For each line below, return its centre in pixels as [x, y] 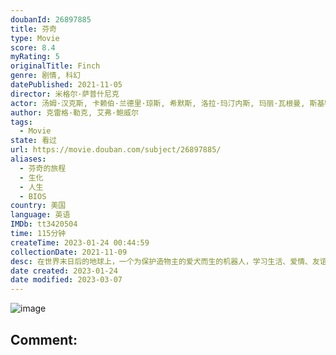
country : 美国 [38, 206]
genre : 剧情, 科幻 [46, 76]
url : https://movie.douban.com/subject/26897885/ [116, 150]
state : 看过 [33, 141]
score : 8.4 [33, 47]
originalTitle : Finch [55, 66]
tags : [21, 122]
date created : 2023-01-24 [64, 271]
